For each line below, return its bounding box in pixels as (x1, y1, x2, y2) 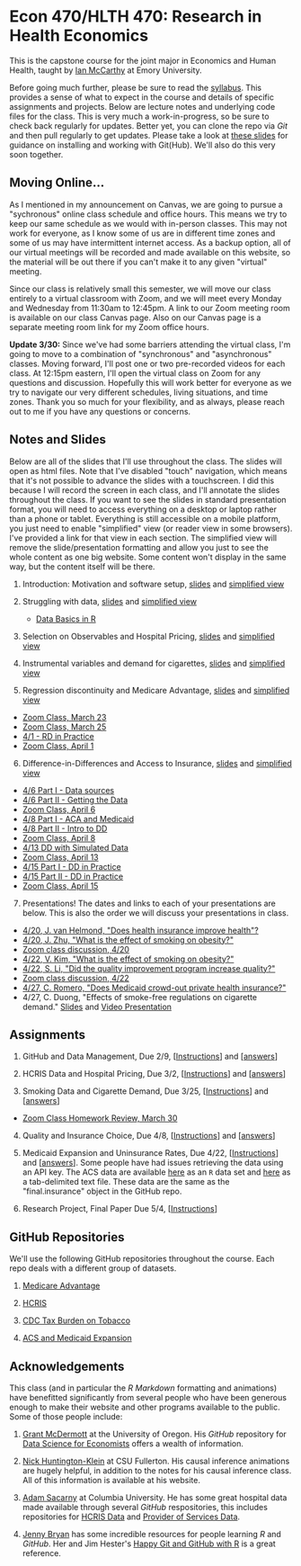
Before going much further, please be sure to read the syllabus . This (9, 82, 262, 93)
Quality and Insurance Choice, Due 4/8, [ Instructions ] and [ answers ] (22, 1131, 276, 1141)
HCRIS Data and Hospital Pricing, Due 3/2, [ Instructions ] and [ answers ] (22, 1069, 286, 1079)
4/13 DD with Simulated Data (22, 842, 128, 853)
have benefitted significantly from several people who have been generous (9, 1392, 288, 1402)
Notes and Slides (9, 432, 106, 447)
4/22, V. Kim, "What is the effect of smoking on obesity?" (22, 953, 235, 964)
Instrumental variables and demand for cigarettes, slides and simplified (22, 658, 286, 668)
